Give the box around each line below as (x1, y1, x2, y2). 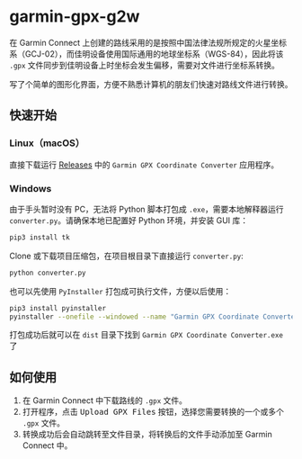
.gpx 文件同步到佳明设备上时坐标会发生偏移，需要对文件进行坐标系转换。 (9, 59, 280, 70)
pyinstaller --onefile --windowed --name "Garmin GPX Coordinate (9, 312, 259, 321)
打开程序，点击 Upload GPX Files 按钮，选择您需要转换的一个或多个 (22, 407, 285, 418)
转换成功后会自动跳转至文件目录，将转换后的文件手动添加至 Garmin (22, 429, 272, 440)
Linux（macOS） (9, 137, 85, 149)
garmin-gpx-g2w (9, 6, 140, 27)
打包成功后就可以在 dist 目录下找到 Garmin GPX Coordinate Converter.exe (9, 329, 284, 340)
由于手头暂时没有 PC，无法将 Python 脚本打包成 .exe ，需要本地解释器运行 (9, 203, 285, 214)
